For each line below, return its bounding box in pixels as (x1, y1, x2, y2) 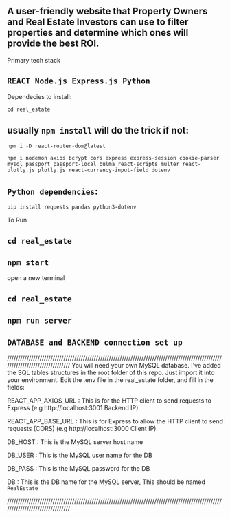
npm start (7, 257, 49, 268)
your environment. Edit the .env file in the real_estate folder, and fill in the (7, 376, 214, 384)
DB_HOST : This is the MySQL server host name (7, 438, 143, 446)
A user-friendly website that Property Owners (7, 6, 208, 17)
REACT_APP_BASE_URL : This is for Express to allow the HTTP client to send (7, 417, 224, 425)
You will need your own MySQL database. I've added (71, 361, 221, 370)
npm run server (7, 316, 72, 326)
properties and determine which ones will (7, 27, 189, 39)
